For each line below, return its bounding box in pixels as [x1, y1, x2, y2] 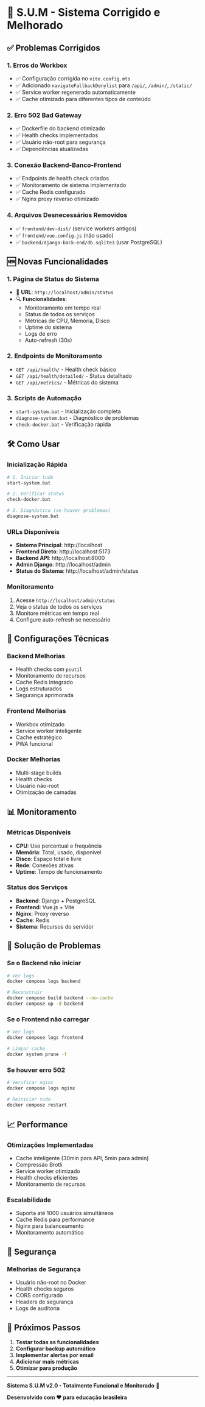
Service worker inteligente [15, 727, 82, 734]
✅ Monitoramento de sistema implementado [15, 182, 127, 189]
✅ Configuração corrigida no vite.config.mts [15, 74, 131, 82]
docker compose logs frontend [7, 1035, 84, 1041]
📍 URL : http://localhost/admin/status [15, 289, 114, 296]
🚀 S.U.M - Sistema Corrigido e [7, 5, 161, 19]
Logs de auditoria [15, 1305, 60, 1312]
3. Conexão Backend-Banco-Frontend [7, 161, 122, 169]
